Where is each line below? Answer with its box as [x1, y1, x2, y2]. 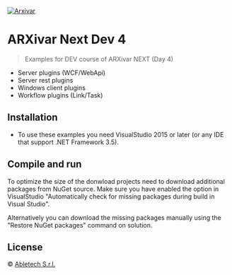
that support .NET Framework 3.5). [17, 138, 119, 146]
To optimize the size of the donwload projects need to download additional [7, 177, 225, 185]
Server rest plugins [17, 76, 74, 84]
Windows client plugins [17, 83, 86, 92]
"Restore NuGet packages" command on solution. [7, 221, 153, 229]
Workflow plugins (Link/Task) [17, 90, 103, 99]
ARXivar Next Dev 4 [7, 32, 127, 47]
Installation [7, 112, 58, 124]
